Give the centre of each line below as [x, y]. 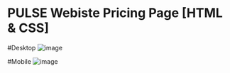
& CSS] [28, 28]
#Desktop [22, 47]
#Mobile [20, 61]
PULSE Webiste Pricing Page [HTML [115, 13]
